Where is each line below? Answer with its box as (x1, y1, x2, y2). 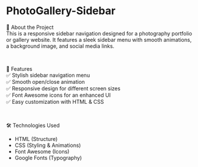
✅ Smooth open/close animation (6, 78, 85, 85)
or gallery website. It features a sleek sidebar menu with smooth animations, (6, 36, 192, 43)
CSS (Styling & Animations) (14, 142, 81, 149)
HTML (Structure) (14, 135, 58, 142)
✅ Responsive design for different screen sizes (6, 84, 121, 92)
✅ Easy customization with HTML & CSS (6, 98, 105, 105)
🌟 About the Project (6, 24, 54, 31)
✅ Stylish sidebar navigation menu (6, 71, 90, 78)
